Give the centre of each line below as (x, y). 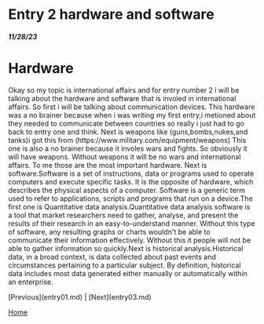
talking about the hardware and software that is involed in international (122, 98)
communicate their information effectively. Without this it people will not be (130, 240)
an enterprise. (31, 282)
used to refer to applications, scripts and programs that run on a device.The (130, 198)
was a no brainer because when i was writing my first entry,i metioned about (132, 115)
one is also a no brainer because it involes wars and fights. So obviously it (128, 148)
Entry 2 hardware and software (111, 15)
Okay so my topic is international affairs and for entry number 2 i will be (124, 90)
